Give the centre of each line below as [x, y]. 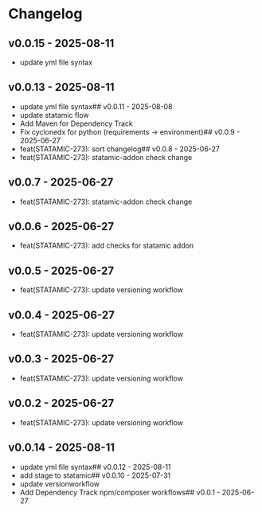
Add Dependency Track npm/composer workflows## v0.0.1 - [120, 492]
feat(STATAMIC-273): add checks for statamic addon [107, 246]
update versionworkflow [60, 483]
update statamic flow [54, 115]
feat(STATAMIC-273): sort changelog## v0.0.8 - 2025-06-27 [120, 149]
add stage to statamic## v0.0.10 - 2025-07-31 [95, 475]
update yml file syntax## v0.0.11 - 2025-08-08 [96, 106]
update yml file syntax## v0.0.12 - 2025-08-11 [95, 467]
